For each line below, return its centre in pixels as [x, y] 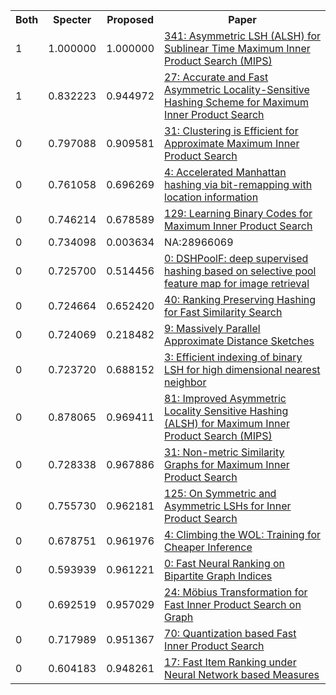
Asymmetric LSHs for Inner [228, 506]
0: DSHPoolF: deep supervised [236, 258]
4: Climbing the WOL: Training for [242, 534]
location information [211, 197]
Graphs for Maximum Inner [227, 464]
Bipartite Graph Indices [218, 576]
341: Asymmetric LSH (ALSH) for [242, 36]
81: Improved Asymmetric [225, 398]
